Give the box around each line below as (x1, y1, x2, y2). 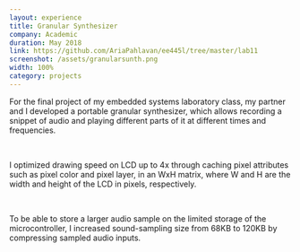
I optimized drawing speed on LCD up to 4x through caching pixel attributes (9, 159, 289, 170)
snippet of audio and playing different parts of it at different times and (9, 115, 267, 126)
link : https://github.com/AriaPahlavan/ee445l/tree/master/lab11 (9, 47, 258, 56)
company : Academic (9, 30, 78, 39)
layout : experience (9, 13, 82, 22)
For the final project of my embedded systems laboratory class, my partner (9, 96, 287, 107)
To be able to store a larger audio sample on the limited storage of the (9, 213, 267, 224)
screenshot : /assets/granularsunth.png (9, 55, 159, 64)
